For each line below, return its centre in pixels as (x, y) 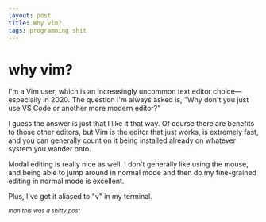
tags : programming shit (48, 30)
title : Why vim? (35, 23)
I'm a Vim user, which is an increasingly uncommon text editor (110, 91)
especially (25, 100)
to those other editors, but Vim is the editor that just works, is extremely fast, (133, 132)
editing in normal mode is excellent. (66, 181)
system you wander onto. (50, 149)
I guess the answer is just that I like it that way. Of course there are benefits (131, 124)
